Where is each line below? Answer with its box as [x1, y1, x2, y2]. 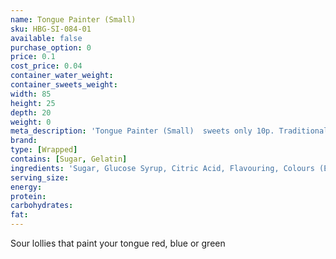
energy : [10, 182, 43, 192]
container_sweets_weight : [10, 80, 118, 90]
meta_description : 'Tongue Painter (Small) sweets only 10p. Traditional [10, 126, 329, 136]
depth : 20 [10, 107, 52, 118]
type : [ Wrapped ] [10, 145, 78, 155]
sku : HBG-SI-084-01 [10, 24, 92, 34]
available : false [10, 33, 83, 43]
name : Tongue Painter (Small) [10, 14, 137, 25]
